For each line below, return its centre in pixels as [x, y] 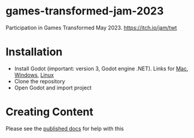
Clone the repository [40, 81]
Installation [34, 52]
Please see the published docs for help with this [65, 128]
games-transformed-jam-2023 [85, 11]
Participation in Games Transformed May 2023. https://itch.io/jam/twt [91, 28]
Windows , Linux [34, 75]
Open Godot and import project [53, 88]
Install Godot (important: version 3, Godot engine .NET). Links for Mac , [101, 68]
